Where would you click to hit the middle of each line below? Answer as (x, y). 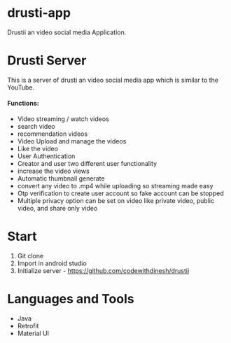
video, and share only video (57, 209)
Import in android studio (52, 263)
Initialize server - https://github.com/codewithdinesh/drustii (103, 271)
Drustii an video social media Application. (67, 32)
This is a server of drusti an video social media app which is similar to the (113, 80)
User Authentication (46, 156)
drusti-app (39, 13)
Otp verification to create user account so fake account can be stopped (120, 193)
